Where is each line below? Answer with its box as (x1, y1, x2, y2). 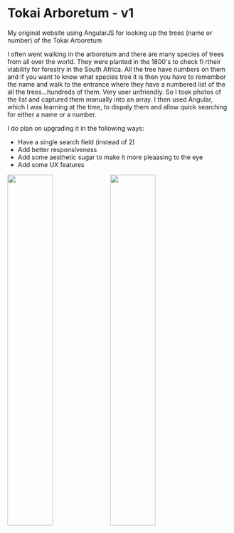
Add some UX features (17, 160, 85, 168)
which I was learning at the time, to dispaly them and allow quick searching (7, 102, 228, 111)
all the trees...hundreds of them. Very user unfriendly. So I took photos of (7, 87, 222, 96)
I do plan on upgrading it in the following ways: (7, 124, 144, 132)
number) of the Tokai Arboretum (7, 36, 102, 44)
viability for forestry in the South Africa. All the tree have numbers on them (7, 65, 226, 73)
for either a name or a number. (7, 110, 97, 119)
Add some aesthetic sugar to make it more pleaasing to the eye (17, 153, 203, 161)
